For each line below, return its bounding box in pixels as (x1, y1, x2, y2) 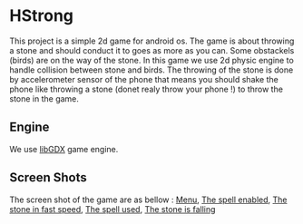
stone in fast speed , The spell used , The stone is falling (9, 203, 216, 214)
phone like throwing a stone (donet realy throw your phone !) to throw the (9, 83, 284, 94)
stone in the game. (9, 93, 80, 104)
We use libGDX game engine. (9, 143, 119, 154)
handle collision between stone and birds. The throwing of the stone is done (9, 64, 294, 75)
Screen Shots (9, 170, 88, 186)
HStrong (9, 5, 74, 26)
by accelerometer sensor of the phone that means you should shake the (9, 73, 279, 84)
